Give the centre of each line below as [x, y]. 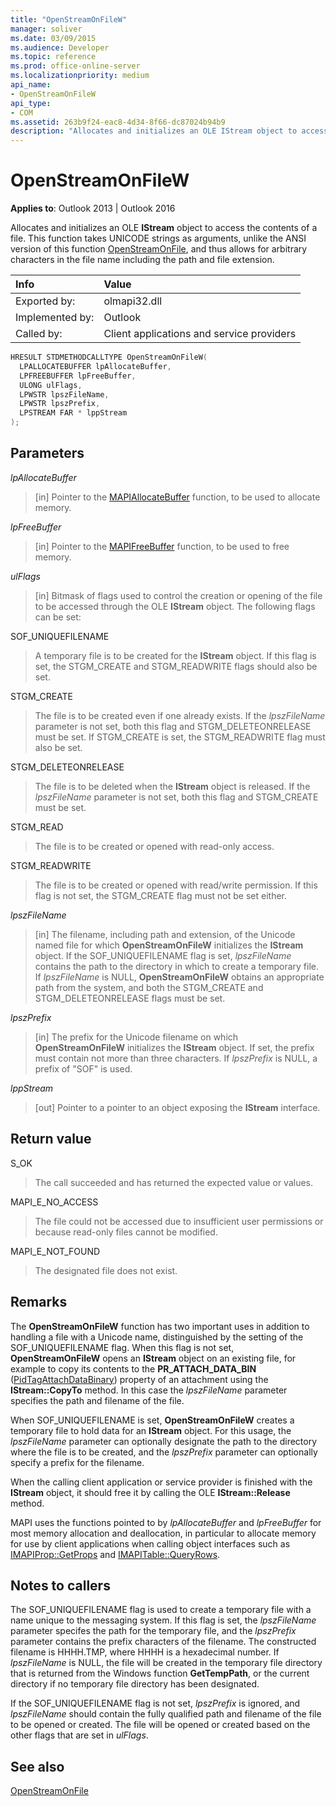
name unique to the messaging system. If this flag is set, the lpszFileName [163, 1620]
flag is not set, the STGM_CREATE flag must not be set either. [161, 895]
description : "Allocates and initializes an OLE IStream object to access [169, 131]
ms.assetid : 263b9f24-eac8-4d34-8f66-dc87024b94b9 [118, 122]
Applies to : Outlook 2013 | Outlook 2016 [93, 208]
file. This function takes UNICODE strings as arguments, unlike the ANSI [158, 238]
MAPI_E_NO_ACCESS [54, 1202]
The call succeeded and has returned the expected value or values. [174, 1182]
